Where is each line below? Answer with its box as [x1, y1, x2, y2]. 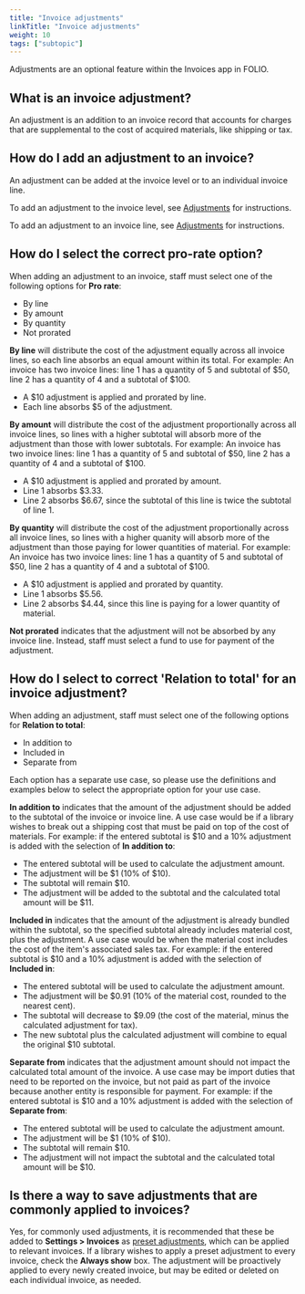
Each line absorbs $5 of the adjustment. [22, 401, 173, 412]
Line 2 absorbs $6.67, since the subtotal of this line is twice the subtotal [22, 495, 291, 506]
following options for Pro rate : [9, 280, 122, 291]
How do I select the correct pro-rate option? [9, 246, 263, 262]
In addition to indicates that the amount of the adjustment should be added [9, 801, 291, 812]
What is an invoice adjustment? [9, 90, 192, 106]
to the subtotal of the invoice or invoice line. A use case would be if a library [9, 811, 294, 822]
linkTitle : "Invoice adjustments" [9, 22, 141, 31]
